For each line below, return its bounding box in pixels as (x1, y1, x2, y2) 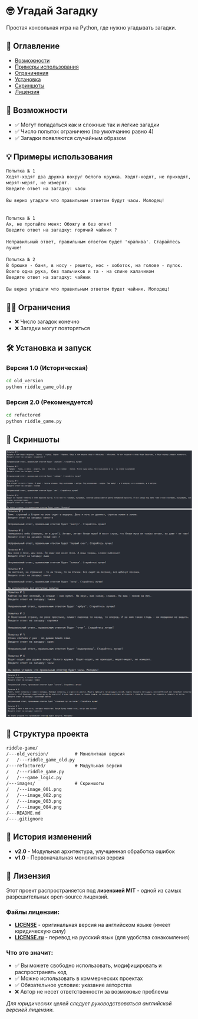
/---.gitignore (6, 816, 44, 822)
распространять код (14, 969, 67, 976)
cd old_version (6, 377, 44, 383)
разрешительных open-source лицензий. (6, 893, 109, 900)
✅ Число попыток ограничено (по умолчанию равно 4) (14, 128, 154, 135)
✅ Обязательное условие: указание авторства (14, 982, 132, 989)
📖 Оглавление (6, 41, 60, 51)
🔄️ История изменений (6, 832, 92, 842)
